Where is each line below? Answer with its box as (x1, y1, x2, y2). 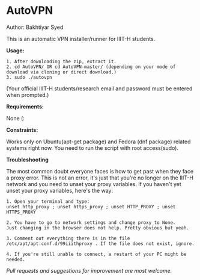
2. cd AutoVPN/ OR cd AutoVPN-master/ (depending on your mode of (6, 64, 176, 70)
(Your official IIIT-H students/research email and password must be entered (6, 85, 193, 92)
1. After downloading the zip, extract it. (6, 58, 117, 64)
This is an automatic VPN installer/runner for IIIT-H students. (6, 35, 156, 42)
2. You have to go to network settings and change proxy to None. (6, 219, 176, 226)
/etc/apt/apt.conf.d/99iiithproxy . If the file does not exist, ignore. (6, 240, 195, 247)
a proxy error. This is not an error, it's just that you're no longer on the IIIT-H (6, 174, 194, 181)
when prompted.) (6, 91, 49, 98)
